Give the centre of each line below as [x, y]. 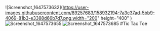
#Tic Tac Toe [134, 23]
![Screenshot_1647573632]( [34, 7]
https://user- [76, 7]
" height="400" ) [114, 18]
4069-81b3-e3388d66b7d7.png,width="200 [51, 18]
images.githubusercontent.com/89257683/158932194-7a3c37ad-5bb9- [80, 13]
